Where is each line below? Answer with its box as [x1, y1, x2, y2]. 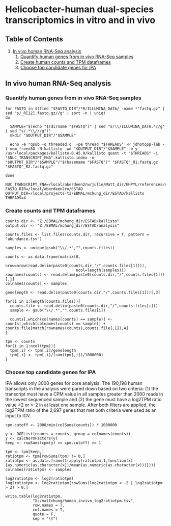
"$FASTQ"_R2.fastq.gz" [5, 164, 53, 169]
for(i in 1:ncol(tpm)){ [5, 343, 56, 349]
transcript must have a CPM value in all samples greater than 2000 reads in [5, 391, 163, 397]
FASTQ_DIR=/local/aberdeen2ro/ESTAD [5, 186, 83, 192]
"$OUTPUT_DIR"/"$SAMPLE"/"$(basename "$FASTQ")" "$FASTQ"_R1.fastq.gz [5, 160, 158, 165]
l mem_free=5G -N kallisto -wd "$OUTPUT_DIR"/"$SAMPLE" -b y [5, 146, 138, 151]
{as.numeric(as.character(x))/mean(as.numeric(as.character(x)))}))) [5, 463, 156, 468]
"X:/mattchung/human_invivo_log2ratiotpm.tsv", [32, 498, 136, 504]
